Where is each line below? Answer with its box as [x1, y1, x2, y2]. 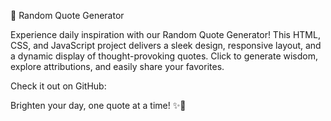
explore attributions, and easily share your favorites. [10, 61, 225, 72]
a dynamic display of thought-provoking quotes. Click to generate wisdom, [10, 50, 319, 62]
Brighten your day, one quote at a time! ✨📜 [10, 100, 187, 111]
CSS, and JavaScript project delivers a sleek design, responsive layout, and [10, 40, 322, 51]
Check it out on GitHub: [10, 80, 107, 92]
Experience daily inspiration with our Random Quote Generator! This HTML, [10, 29, 321, 40]
